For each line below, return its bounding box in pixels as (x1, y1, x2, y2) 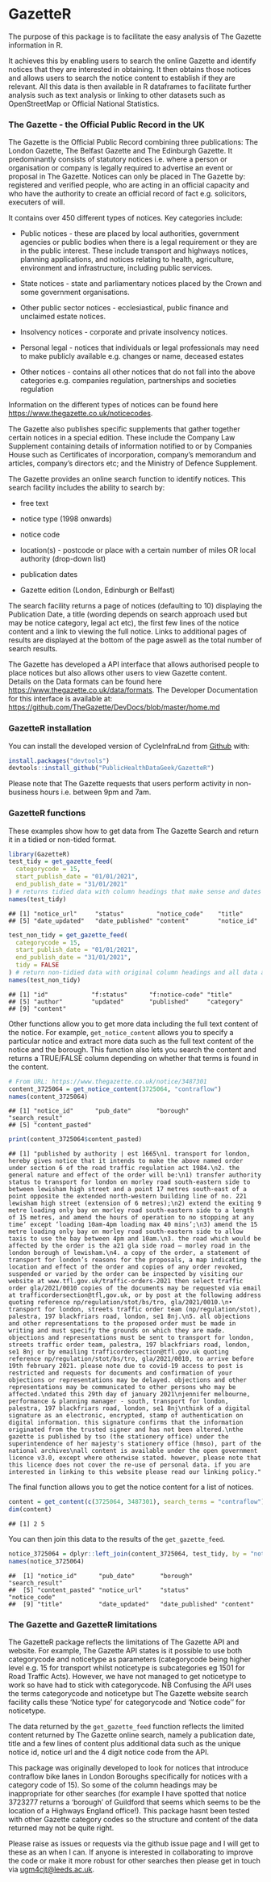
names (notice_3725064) (8, 1557, 85, 1565)
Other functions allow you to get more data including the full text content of (8, 1019, 259, 1029)
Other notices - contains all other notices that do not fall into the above (19, 367, 256, 377)
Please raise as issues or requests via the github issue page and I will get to (8, 1839, 260, 1849)
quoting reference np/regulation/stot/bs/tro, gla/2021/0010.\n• (8, 1299, 232, 1307)
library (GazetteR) (8, 850, 70, 858)
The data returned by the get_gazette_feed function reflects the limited (8, 1722, 244, 1732)
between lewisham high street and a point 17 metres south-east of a (8, 1185, 248, 1194)
